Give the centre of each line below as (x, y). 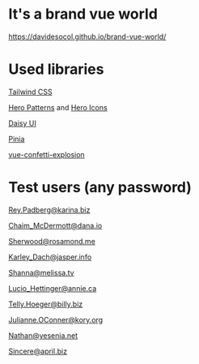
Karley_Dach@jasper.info (50, 257)
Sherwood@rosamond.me (52, 241)
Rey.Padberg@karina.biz (49, 210)
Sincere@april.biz (38, 351)
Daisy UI (22, 123)
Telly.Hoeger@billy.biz (46, 304)
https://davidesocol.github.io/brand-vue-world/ (87, 36)
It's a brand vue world (83, 14)
